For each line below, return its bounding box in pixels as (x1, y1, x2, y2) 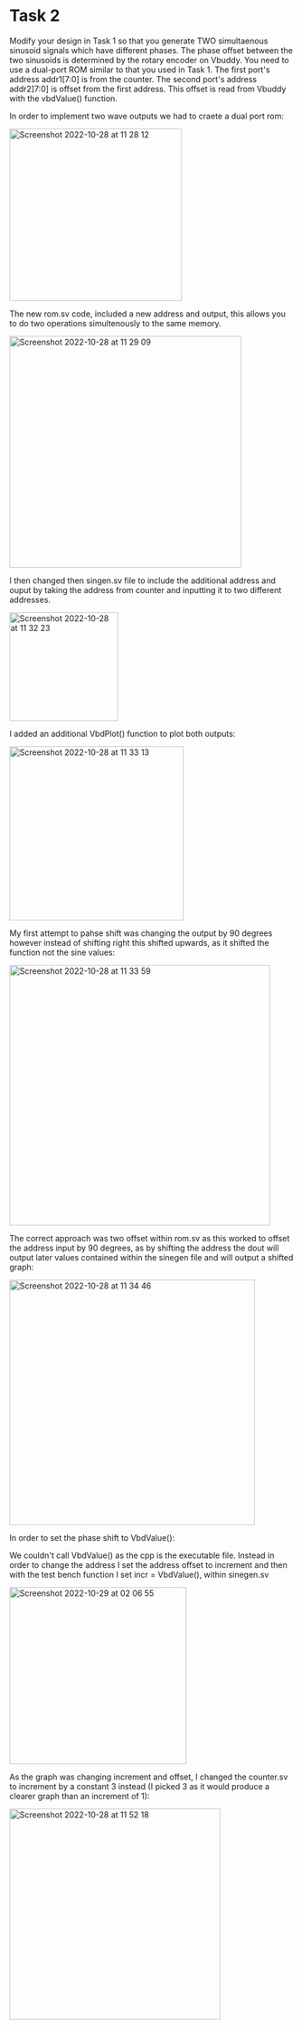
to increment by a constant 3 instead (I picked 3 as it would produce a (9, 1780, 269, 1791)
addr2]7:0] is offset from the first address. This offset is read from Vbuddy (9, 83, 287, 94)
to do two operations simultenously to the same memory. (9, 317, 222, 328)
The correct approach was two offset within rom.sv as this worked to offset (9, 1232, 290, 1243)
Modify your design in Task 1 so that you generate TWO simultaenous (9, 35, 269, 46)
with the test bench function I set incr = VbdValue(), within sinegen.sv (9, 1569, 269, 1580)
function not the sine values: (9, 947, 116, 958)
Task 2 (9, 5, 61, 26)
